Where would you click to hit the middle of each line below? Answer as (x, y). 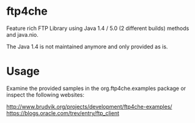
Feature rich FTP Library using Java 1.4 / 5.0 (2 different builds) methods (98, 28)
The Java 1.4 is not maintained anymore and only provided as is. (87, 47)
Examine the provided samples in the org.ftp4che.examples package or (96, 88)
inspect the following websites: (45, 95)
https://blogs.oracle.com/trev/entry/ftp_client (63, 113)
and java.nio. (22, 34)
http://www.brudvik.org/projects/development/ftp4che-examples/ (89, 106)
